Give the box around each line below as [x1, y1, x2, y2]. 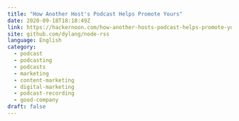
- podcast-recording [14, 90, 75, 97]
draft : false [7, 103, 46, 110]
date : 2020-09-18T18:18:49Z [7, 17, 91, 24]
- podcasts [14, 63, 46, 70]
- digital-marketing [14, 83, 75, 90]
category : [7, 43, 37, 51]
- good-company [14, 97, 59, 104]
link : [7, 23, 23, 31]
